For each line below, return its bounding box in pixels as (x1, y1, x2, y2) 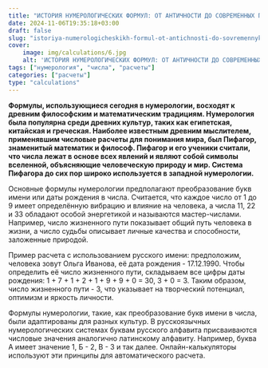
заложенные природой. (8, 235, 89, 244)
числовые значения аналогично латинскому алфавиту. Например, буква (8, 333, 257, 343)
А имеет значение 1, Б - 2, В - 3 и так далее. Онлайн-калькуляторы (8, 342, 237, 351)
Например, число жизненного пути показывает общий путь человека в (8, 217, 252, 228)
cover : (8, 42, 30, 49)
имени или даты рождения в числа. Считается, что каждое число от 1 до (8, 192, 257, 202)
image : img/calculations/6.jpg (22, 49, 127, 57)
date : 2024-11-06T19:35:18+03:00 (8, 19, 120, 27)
